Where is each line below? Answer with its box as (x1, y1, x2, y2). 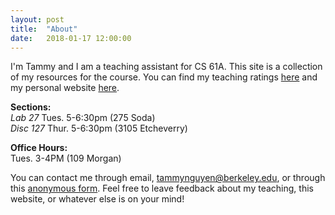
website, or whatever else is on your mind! (10, 193, 185, 205)
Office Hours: (10, 142, 68, 154)
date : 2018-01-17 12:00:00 (10, 33, 132, 43)
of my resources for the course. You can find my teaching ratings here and (10, 71, 318, 83)
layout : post (10, 14, 65, 25)
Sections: (10, 101, 52, 113)
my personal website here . (10, 82, 120, 94)
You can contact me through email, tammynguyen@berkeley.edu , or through (10, 172, 326, 184)
